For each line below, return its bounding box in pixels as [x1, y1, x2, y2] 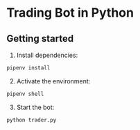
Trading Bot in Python [6, 5, 134, 21]
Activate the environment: [16, 76, 91, 85]
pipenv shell [6, 90, 44, 97]
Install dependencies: [16, 51, 78, 59]
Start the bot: [16, 103, 55, 111]
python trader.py [6, 116, 57, 123]
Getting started [6, 33, 74, 44]
